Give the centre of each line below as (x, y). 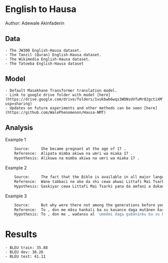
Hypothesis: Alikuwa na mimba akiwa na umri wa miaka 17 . (77, 158)
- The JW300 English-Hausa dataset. (43, 50)
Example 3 (16, 196)
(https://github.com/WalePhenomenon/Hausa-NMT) (56, 112)
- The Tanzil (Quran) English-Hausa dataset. (53, 55)
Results (21, 234)
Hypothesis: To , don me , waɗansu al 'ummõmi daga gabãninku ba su (87, 214)
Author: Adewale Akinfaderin (35, 23)
